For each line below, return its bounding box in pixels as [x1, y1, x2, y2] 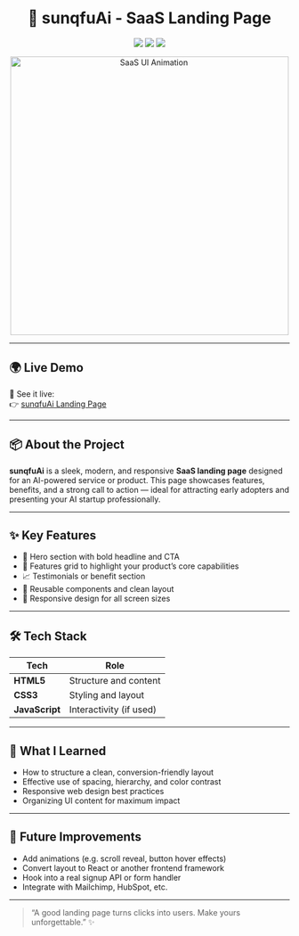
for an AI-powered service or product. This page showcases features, [9, 474, 265, 485]
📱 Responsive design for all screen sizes [21, 593, 171, 604]
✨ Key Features [9, 528, 96, 543]
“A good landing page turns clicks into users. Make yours [30, 907, 241, 917]
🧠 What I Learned [9, 743, 107, 759]
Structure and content [69, 675, 161, 687]
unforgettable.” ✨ [30, 916, 95, 927]
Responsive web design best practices [21, 786, 165, 796]
